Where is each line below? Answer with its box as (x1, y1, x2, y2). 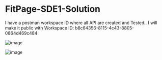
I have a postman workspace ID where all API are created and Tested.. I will (5, 20, 157, 26)
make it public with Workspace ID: (5, 25, 74, 30)
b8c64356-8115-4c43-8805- (75, 25, 134, 30)
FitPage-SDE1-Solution (5, 3, 101, 15)
